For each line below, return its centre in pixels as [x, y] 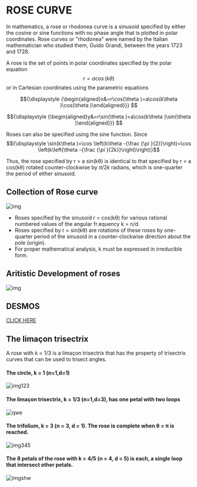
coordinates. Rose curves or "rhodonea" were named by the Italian [87, 39]
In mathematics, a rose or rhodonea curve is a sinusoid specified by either [96, 26]
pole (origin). [30, 242]
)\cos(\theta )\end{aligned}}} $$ [99, 105]
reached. [17, 432]
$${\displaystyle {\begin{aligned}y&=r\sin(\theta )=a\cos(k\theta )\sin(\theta [99, 116]
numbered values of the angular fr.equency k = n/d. [77, 224]
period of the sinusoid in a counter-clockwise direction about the [112, 236]
